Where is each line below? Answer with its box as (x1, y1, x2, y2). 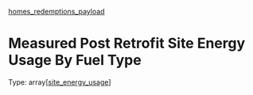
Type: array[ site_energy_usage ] (8, 77, 111, 86)
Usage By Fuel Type (8, 51, 142, 70)
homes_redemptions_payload (8, 7, 105, 16)
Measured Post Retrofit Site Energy (8, 35, 246, 52)
